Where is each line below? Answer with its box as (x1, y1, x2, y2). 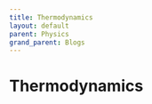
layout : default (9, 21, 69, 30)
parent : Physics (9, 29, 69, 38)
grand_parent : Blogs (9, 37, 86, 47)
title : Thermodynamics (9, 12, 93, 22)
